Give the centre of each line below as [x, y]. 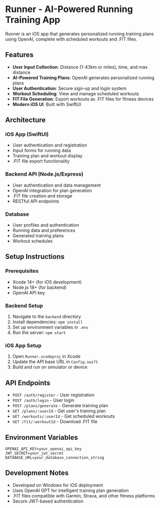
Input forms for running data [42, 150]
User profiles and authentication [46, 225]
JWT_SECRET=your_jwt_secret [35, 453]
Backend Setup [24, 305]
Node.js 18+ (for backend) [39, 287]
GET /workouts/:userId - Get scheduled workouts [64, 416]
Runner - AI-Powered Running [69, 9]
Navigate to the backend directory [47, 316]
